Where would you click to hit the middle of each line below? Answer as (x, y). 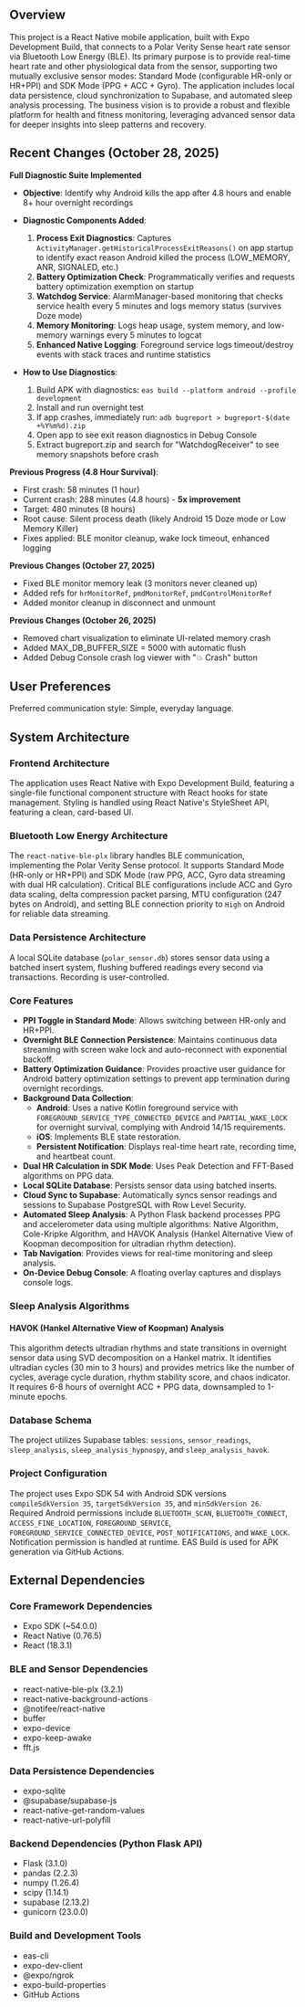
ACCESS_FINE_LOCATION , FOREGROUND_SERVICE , (91, 1522)
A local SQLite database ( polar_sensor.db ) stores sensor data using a (140, 957)
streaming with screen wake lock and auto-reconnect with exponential (155, 1050)
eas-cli (36, 1955)
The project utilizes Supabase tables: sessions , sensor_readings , (131, 1440)
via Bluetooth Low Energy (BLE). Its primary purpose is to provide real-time (150, 56)
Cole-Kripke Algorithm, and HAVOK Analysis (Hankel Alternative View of (158, 1234)
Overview (38, 15)
